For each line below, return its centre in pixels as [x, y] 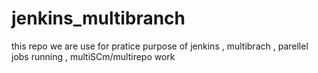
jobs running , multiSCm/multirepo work [93, 56]
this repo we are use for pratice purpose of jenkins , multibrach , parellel [160, 46]
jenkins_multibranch [98, 18]
